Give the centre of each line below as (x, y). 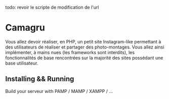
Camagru (25, 28)
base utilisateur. (22, 63)
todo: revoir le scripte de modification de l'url (52, 7)
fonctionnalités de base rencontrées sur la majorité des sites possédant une (84, 58)
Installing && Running (40, 79)
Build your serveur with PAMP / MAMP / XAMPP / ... (59, 91)
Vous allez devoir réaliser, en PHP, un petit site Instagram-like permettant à (83, 41)
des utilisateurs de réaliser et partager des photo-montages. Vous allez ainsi (85, 47)
